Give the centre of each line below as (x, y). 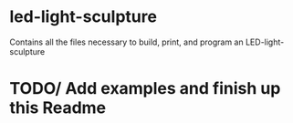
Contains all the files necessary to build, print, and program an (126, 42)
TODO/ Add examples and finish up (145, 89)
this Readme (58, 108)
